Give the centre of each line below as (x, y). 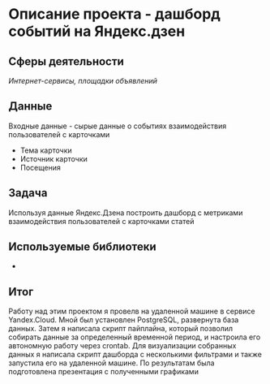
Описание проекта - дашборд (115, 14)
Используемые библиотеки (82, 247)
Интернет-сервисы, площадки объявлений (83, 81)
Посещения (40, 167)
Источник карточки (54, 158)
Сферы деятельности (66, 61)
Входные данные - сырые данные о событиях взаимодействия (118, 126)
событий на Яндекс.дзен (97, 31)
